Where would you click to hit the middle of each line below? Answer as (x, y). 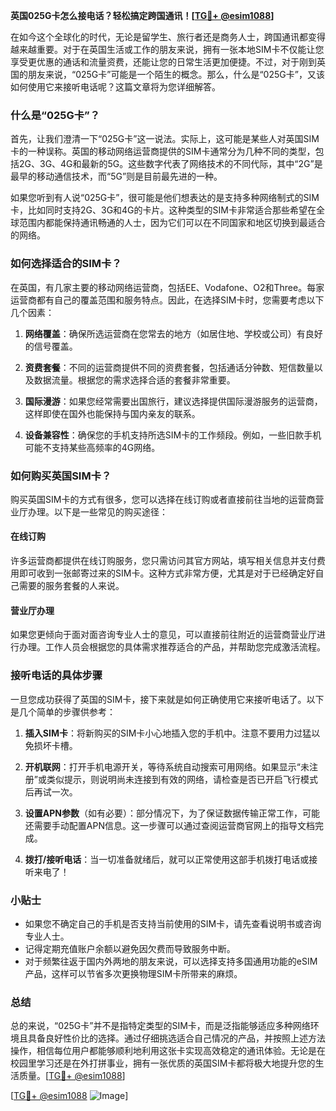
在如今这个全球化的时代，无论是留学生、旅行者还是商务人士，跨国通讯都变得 (168, 37)
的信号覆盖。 (51, 346)
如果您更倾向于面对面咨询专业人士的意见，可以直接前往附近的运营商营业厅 (163, 635)
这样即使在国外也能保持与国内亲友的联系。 (112, 413)
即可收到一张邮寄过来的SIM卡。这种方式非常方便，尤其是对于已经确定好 (167, 573)
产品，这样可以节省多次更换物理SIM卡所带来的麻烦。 (133, 973)
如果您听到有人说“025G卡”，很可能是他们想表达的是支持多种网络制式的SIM (165, 198)
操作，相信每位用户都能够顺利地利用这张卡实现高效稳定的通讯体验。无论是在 (168, 1051)
